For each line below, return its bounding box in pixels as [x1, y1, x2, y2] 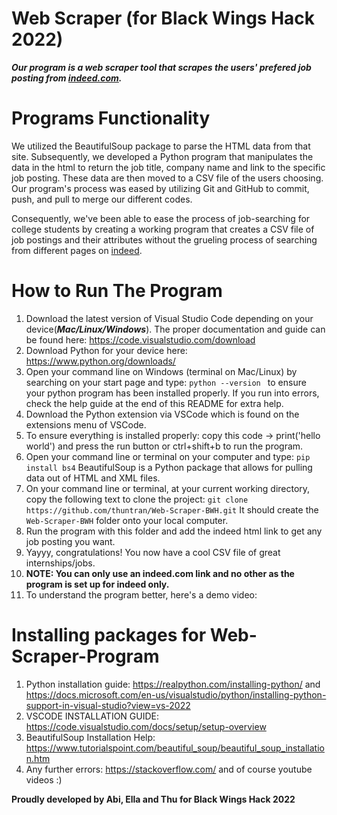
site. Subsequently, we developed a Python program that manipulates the [11, 150, 314, 162]
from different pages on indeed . [11, 244, 143, 256]
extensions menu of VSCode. [25, 418, 147, 431]
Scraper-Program [11, 645, 160, 667]
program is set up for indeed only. [25, 578, 170, 590]
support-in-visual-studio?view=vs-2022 [25, 699, 191, 711]
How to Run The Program [11, 280, 223, 302]
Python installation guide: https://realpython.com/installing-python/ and [25, 678, 321, 690]
